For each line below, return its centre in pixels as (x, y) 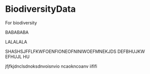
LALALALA (16, 42)
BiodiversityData (40, 9)
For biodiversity (21, 23)
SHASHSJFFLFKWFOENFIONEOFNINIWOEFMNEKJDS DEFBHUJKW (75, 51)
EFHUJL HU (17, 56)
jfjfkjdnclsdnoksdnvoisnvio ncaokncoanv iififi (51, 66)
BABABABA (17, 32)
